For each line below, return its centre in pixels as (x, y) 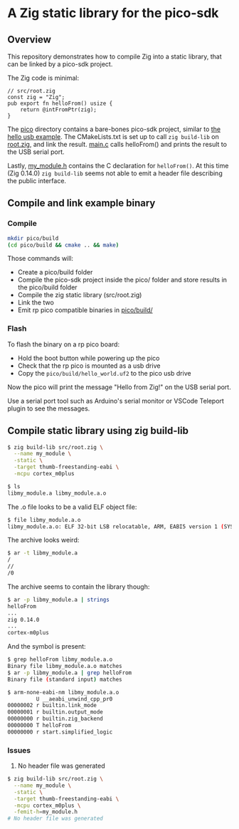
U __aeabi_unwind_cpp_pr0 (74, 699)
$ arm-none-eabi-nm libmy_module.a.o (63, 692)
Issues (19, 750)
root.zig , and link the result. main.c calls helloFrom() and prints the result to (117, 144)
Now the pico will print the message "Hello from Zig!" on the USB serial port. (119, 387)
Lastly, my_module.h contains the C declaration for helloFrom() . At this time (118, 166)
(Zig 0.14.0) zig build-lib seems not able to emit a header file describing (115, 173)
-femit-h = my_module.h (46, 812)
